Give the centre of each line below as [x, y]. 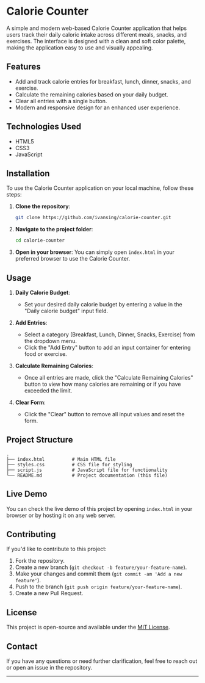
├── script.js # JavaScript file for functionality [87, 470]
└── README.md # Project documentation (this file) [87, 475]
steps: [14, 195]
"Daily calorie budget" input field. [66, 311]
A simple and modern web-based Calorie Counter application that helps [97, 28]
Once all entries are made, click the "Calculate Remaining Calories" [109, 377]
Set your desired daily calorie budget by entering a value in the [103, 304]
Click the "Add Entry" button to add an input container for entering [107, 347]
